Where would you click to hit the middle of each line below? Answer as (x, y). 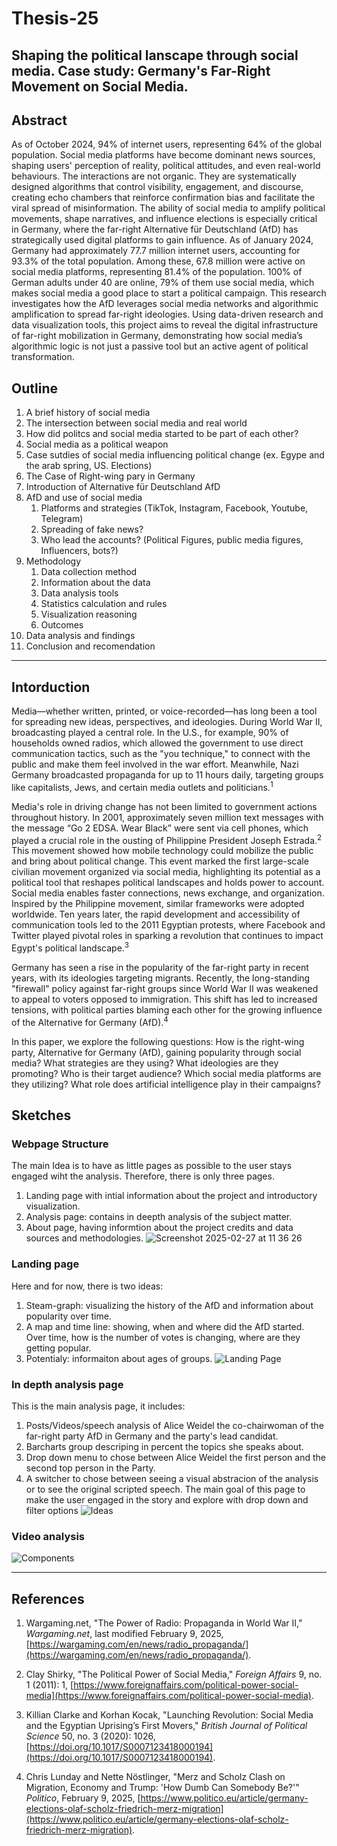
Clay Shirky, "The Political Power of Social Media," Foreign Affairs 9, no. (174, 1674)
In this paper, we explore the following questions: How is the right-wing (158, 1041)
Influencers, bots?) (79, 551)
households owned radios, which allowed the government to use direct (157, 743)
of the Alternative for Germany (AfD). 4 (90, 1021)
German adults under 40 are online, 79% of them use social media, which (163, 283)
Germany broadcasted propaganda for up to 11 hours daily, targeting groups (167, 775)
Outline (34, 388)
